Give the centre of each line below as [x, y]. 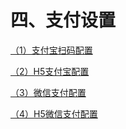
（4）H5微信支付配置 [54, 113]
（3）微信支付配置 [48, 92]
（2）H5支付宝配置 [50, 71]
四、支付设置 [63, 20]
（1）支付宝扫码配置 [51, 50]
